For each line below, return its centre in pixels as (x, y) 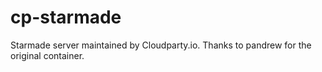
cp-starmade (66, 17)
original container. (47, 55)
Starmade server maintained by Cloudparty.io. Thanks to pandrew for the (161, 45)
